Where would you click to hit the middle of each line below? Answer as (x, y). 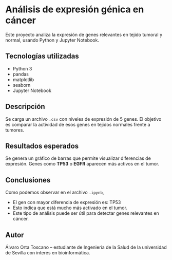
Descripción (25, 107)
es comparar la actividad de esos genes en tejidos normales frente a (78, 124)
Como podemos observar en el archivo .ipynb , (55, 192)
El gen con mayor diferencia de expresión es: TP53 (67, 202)
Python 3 (22, 68)
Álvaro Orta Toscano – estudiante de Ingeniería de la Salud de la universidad (86, 247)
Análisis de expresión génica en (75, 10)
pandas (21, 74)
